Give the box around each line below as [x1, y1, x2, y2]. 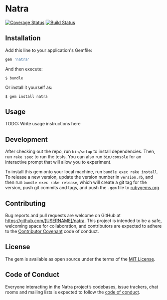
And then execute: [5, 66, 43, 72]
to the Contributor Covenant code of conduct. [5, 228, 99, 235]
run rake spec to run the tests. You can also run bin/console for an [5, 154, 142, 160]
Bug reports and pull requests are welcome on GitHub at [5, 213, 121, 219]
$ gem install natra [5, 94, 48, 99]
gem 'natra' [5, 57, 30, 62]
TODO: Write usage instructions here [5, 121, 81, 127]
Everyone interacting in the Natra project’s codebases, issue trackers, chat [5, 284, 159, 290]
